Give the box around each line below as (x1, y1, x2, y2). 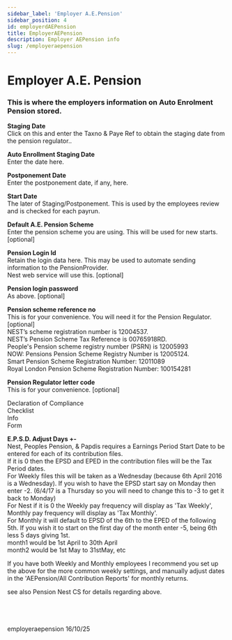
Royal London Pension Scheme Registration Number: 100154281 (7, 365, 192, 373)
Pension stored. (7, 106, 62, 116)
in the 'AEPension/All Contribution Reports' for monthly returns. (7, 574, 189, 583)
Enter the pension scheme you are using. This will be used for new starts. (7, 228, 218, 236)
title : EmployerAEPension (7, 29, 82, 37)
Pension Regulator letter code (7, 378, 95, 387)
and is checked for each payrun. (7, 207, 100, 215)
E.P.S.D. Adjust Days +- (7, 435, 77, 443)
